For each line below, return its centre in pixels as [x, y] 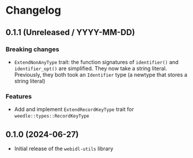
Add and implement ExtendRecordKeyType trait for [74, 109]
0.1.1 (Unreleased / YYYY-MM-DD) [70, 32]
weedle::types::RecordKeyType [52, 116]
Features [19, 96]
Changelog [33, 10]
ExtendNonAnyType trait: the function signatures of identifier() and [96, 62]
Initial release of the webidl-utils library [64, 148]
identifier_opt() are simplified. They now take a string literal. [91, 68]
